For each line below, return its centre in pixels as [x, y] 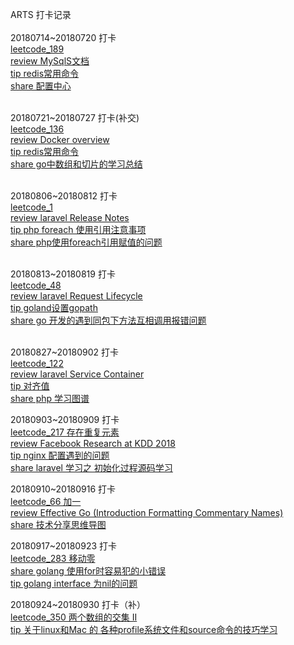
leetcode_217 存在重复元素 [65, 432]
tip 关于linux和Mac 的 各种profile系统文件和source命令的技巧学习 [144, 629]
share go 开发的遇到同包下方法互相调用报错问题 [108, 320]
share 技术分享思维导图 [58, 524]
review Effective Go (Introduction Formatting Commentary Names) [147, 512]
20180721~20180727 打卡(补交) [75, 117]
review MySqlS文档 [50, 61]
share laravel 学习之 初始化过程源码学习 [91, 467]
